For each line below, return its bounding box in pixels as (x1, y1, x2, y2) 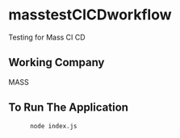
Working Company (8, 56, 105, 69)
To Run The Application (8, 101, 129, 115)
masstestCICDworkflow (8, 6, 172, 24)
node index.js (29, 122, 78, 130)
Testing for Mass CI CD (8, 32, 86, 42)
